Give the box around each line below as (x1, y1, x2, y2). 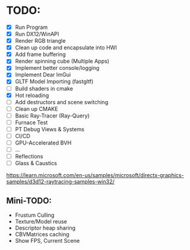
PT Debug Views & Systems (14, 125, 84, 133)
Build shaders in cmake (14, 85, 74, 92)
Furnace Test (14, 119, 48, 126)
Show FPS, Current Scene (14, 237, 80, 245)
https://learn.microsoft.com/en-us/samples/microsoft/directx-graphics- (6, 172, 184, 179)
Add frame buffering (14, 51, 66, 58)
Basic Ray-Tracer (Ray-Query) (14, 112, 90, 119)
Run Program (14, 23, 48, 31)
